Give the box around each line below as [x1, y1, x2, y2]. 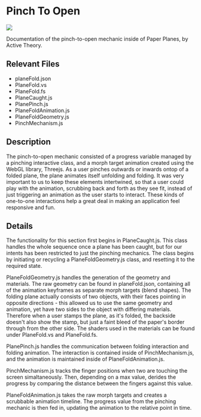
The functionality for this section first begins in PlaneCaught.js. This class [6, 237, 188, 244]
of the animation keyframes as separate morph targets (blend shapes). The [6, 286, 191, 294]
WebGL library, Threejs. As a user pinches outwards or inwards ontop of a [6, 165, 189, 173]
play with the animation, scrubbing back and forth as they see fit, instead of [6, 185, 193, 192]
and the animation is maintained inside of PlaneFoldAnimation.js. [6, 355, 165, 363]
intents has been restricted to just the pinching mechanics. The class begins [6, 250, 194, 257]
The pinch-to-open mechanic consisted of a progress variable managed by [6, 153, 191, 160]
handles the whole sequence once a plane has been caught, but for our [6, 243, 182, 250]
